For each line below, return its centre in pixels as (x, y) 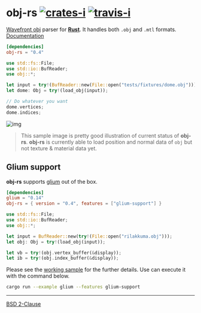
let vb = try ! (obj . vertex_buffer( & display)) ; (64, 253)
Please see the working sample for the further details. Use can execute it (96, 270)
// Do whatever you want (37, 102)
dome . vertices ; (25, 107)
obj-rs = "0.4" (25, 52)
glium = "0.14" (25, 198)
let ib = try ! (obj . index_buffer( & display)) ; (63, 258)
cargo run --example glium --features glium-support (73, 287)
